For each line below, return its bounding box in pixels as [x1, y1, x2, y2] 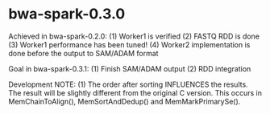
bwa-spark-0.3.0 [8, 5, 126, 23]
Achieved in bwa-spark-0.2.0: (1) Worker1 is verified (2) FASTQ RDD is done [8, 31, 260, 41]
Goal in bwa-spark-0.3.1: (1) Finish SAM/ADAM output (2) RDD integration [8, 63, 251, 73]
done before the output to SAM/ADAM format [8, 48, 159, 58]
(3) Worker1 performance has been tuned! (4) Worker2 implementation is [8, 39, 251, 49]
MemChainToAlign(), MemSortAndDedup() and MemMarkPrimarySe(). [8, 96, 241, 106]
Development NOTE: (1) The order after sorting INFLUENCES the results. [8, 79, 248, 89]
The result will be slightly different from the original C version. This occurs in [8, 88, 263, 97]
